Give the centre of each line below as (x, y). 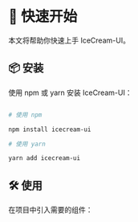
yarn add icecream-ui (45, 158)
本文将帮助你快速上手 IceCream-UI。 (69, 40)
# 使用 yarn (27, 144)
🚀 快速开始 (43, 16)
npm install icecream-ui (50, 129)
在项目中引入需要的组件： (51, 210)
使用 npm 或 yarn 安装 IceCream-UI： (70, 92)
